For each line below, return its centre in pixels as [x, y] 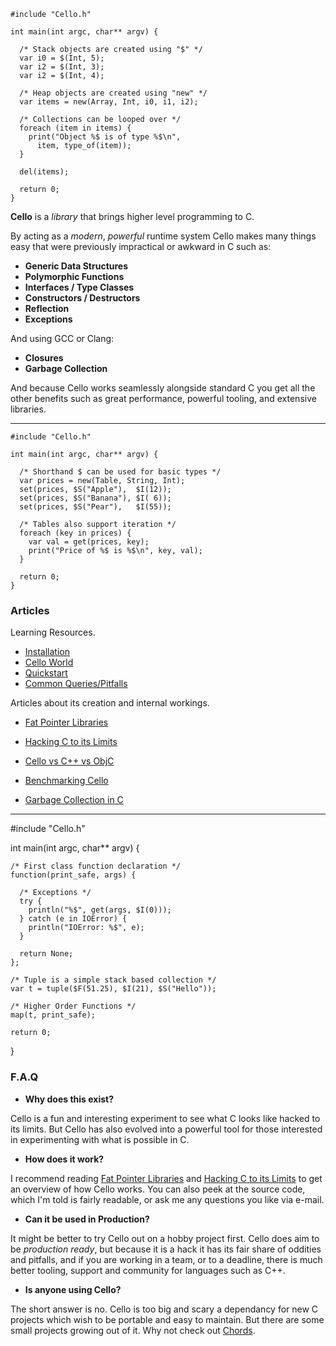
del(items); [44, 172]
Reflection [47, 308]
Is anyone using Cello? [73, 1289]
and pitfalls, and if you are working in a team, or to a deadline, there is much [166, 1259]
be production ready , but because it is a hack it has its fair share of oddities [166, 1249]
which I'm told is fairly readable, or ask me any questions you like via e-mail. [167, 1199]
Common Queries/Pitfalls [76, 684]
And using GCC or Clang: [62, 338]
